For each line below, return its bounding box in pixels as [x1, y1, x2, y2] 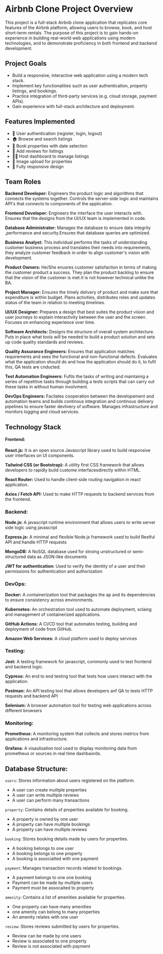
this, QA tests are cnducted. [5, 364, 61, 370]
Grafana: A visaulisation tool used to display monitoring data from [5, 745, 137, 751]
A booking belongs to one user [12, 845, 74, 851]
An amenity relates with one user [12, 914, 79, 920]
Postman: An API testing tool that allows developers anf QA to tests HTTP [5, 687, 153, 694]
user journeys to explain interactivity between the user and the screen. [5, 314, 147, 320]
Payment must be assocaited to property [12, 884, 94, 891]
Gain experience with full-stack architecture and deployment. [12, 103, 135, 109]
